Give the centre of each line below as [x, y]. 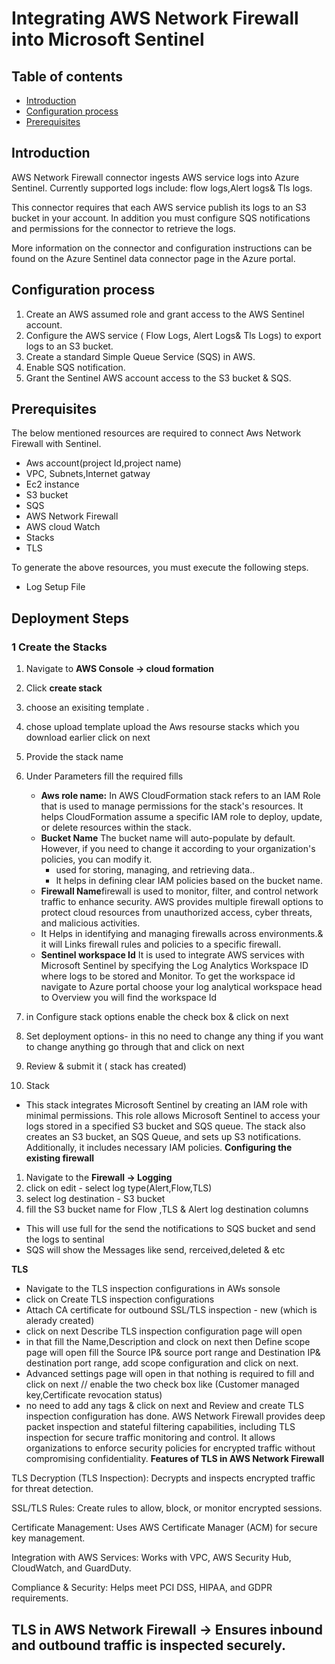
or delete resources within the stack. [116, 828]
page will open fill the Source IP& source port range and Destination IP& [173, 1353]
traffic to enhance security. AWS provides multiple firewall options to [182, 902]
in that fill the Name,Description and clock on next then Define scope [168, 1342]
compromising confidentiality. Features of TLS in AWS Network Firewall [175, 1459]
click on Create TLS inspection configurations [120, 1299]
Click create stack [64, 688]
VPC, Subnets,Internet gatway [88, 474]
